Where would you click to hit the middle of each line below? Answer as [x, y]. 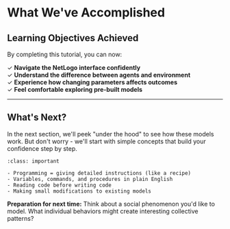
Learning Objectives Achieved [73, 38]
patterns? [21, 218]
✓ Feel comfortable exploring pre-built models [75, 89]
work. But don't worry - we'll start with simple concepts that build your [107, 141]
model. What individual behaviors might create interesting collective [103, 211]
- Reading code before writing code [59, 185]
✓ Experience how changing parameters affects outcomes [92, 82]
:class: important [33, 161]
